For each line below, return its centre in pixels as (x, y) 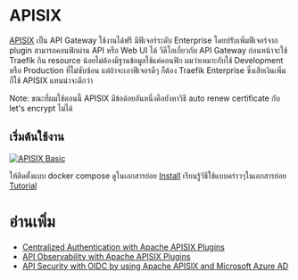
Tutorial (23, 185)
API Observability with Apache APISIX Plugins (106, 256)
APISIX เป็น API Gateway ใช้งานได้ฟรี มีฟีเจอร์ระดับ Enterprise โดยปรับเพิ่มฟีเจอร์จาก (144, 40)
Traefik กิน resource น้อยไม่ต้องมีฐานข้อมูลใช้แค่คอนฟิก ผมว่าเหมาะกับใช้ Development (146, 60)
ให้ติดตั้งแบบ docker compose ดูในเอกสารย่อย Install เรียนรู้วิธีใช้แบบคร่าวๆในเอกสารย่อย (148, 176)
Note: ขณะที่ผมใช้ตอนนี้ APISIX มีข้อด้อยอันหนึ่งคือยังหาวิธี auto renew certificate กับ (145, 98)
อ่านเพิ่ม (32, 222)
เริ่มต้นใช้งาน (37, 137)
